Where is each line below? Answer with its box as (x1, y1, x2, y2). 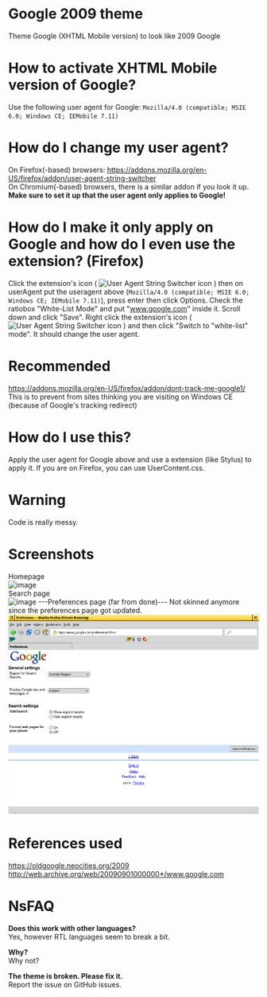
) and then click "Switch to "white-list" (122, 320, 249, 330)
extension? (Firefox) (8, 252, 145, 270)
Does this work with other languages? (8, 924, 137, 933)
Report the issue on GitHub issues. (8, 980, 122, 990)
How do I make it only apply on (8, 218, 214, 236)
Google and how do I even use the (8, 236, 236, 253)
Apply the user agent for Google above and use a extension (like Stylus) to (8, 455, 252, 464)
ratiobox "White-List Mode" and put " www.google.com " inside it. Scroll (8, 303, 241, 313)
